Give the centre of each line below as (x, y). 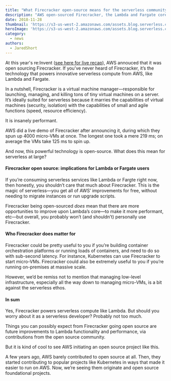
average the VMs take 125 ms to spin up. (48, 141)
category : (16, 34)
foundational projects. (28, 373)
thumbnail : (17, 24)
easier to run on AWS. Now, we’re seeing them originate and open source (82, 368)
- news (17, 39)
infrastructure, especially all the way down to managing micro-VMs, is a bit (83, 282)
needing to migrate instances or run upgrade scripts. (61, 196)
